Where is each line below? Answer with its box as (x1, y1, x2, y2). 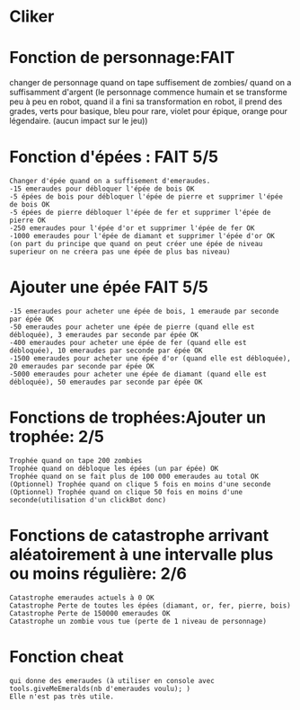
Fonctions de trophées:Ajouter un (9, 407, 267, 428)
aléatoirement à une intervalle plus (9, 545, 274, 565)
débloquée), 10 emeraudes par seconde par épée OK (9, 346, 203, 355)
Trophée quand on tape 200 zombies (9, 456, 143, 465)
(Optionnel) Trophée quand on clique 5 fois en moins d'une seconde (9, 479, 271, 489)
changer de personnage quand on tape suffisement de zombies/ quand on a (9, 77, 292, 88)
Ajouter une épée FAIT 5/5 (9, 277, 208, 297)
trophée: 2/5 (9, 427, 105, 447)
